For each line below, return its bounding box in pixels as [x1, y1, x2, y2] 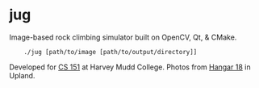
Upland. [9, 70, 36, 80]
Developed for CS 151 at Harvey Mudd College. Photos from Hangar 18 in [9, 62, 251, 72]
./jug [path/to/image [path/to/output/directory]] [23, 48, 198, 56]
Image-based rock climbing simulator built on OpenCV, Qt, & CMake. [9, 32, 237, 42]
